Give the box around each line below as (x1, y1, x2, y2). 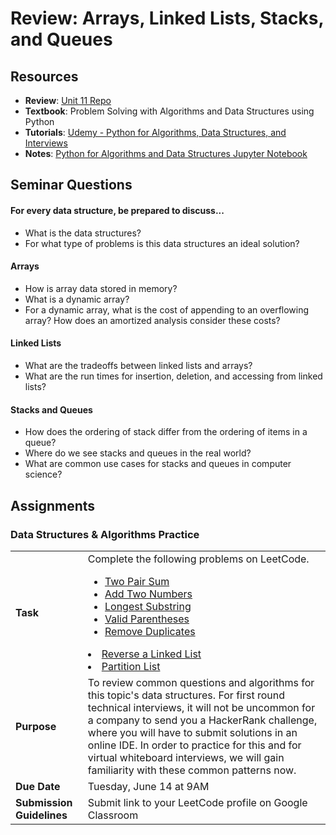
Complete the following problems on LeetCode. (87, 552, 310, 566)
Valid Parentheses (104, 612, 190, 626)
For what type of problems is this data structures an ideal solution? (24, 237, 300, 249)
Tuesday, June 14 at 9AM (87, 779, 210, 793)
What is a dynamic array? (24, 293, 130, 305)
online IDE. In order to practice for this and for (87, 738, 302, 752)
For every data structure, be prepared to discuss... (10, 204, 225, 216)
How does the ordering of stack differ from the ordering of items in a (24, 426, 308, 438)
